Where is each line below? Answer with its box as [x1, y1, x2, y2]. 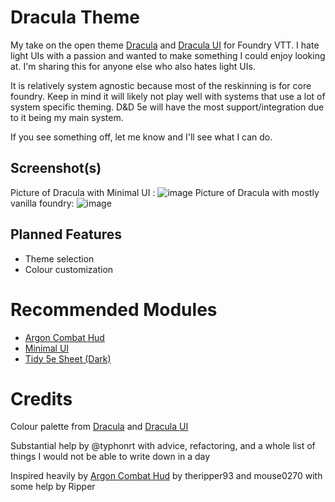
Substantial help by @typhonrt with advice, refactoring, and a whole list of [10, 440, 316, 452]
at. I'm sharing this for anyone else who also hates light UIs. [10, 60, 256, 72]
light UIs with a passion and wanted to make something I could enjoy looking [10, 49, 326, 61]
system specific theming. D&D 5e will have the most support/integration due [10, 101, 325, 113]
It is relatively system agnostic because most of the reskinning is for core [10, 79, 312, 91]
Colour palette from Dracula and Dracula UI [10, 421, 189, 433]
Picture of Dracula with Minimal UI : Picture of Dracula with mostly [10, 186, 320, 198]
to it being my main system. [10, 111, 124, 123]
